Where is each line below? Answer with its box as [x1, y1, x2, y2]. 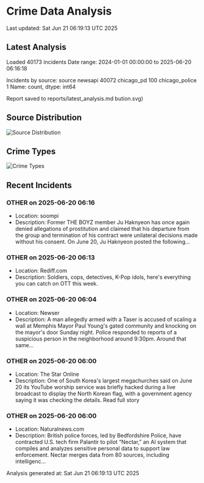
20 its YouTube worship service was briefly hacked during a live [15, 383, 176, 390]
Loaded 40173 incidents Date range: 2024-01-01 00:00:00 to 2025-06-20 [6, 58, 192, 65]
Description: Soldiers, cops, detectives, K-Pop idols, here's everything [15, 273, 191, 281]
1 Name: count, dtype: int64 [6, 83, 76, 90]
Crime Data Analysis [6, 4, 112, 18]
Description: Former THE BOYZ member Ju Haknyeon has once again [15, 219, 190, 226]
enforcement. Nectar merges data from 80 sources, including [15, 451, 169, 459]
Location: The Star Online [15, 370, 80, 378]
